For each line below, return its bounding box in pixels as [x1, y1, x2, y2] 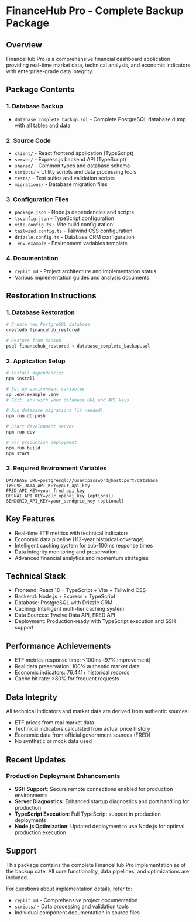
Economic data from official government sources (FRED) [14, 731, 151, 738]
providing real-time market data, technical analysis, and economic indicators [6, 61, 191, 68]
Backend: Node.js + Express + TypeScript [14, 593, 116, 600]
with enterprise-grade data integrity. [6, 68, 94, 74]
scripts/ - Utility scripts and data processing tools [14, 168, 137, 175]
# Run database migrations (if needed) [6, 408, 104, 414]
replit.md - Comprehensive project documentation [14, 896, 138, 903]
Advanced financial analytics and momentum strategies [14, 554, 149, 561]
